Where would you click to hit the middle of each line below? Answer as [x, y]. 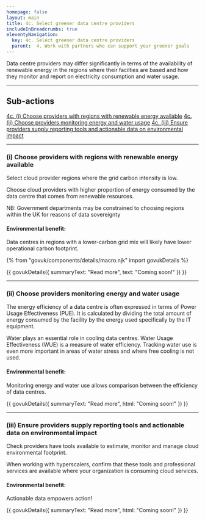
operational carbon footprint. [43, 248]
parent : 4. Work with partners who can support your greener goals [101, 46]
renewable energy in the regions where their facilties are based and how [97, 70]
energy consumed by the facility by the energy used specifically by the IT [99, 320]
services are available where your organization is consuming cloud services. [102, 471]
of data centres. [27, 392]
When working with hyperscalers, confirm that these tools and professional [101, 464]
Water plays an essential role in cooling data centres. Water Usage [90, 338]
